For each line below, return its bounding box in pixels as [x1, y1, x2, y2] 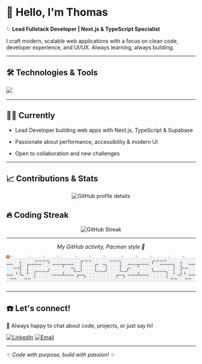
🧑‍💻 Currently [6, 111, 55, 121]
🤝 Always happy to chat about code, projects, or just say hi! [6, 322, 153, 330]
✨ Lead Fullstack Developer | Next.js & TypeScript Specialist [6, 25, 161, 32]
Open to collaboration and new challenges [14, 150, 120, 157]
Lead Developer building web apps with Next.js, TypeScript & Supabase [14, 126, 194, 134]
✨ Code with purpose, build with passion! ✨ [6, 351, 115, 359]
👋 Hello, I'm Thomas [6, 5, 108, 19]
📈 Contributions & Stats [6, 173, 99, 184]
